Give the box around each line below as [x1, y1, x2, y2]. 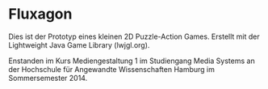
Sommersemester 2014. [8, 73, 88, 83]
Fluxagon [8, 5, 73, 23]
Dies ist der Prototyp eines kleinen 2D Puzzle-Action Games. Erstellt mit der [8, 32, 260, 41]
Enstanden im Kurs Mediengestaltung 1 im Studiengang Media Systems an [8, 56, 256, 66]
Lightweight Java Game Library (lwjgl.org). [8, 40, 150, 49]
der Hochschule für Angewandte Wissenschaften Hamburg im [8, 64, 216, 74]
